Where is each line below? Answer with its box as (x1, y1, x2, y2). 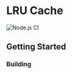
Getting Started (6, 42, 67, 52)
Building (6, 60, 32, 68)
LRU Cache (6, 4, 63, 18)
